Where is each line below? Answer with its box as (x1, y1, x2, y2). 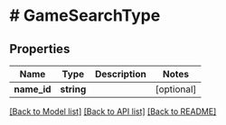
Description (94, 68, 146, 80)
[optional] (155, 83, 197, 95)
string (60, 83, 87, 95)
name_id (14, 83, 52, 95)
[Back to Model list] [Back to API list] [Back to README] (9, 106, 217, 117)
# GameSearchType (9, 5, 161, 26)
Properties (9, 41, 71, 57)
